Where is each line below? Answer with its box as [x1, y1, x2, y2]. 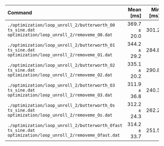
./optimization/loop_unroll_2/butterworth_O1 [7, 42, 115, 48]
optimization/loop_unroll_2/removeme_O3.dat [7, 92, 113, 98]
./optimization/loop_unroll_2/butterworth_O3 [7, 83, 115, 88]
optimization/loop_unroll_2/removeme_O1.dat [7, 52, 113, 57]
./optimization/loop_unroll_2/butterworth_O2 [7, 63, 115, 68]
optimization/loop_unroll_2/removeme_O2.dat [7, 73, 113, 77]
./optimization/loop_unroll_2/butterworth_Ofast [7, 123, 123, 128]
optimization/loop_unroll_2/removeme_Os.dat [7, 112, 113, 118]
